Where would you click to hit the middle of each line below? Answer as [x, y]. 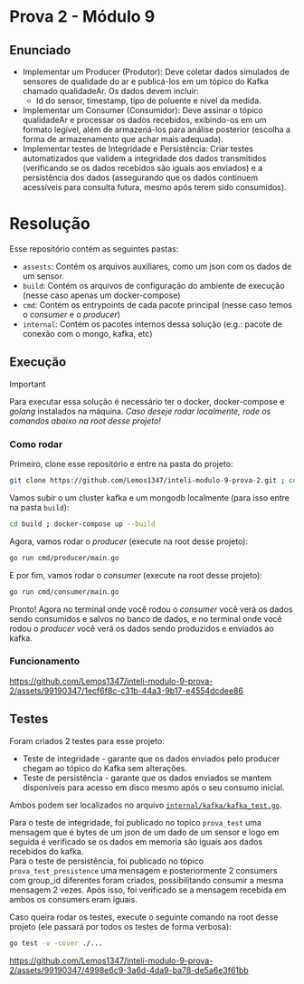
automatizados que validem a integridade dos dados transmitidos [144, 158]
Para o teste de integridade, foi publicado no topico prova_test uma [136, 822]
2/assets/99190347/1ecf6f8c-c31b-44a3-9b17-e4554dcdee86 [127, 691]
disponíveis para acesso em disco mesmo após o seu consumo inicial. [153, 787]
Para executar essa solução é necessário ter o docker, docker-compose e [147, 401]
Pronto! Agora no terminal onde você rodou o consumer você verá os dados [151, 609]
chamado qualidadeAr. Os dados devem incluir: [110, 91]
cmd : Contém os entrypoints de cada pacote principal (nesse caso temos [157, 304]
